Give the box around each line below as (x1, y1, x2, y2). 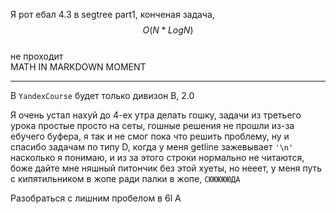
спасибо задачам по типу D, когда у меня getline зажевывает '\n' (10, 141, 294, 153)
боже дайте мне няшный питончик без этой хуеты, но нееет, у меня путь (10, 162, 323, 174)
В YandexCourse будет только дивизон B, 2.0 (10, 90, 195, 101)
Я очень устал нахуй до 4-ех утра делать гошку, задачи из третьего (10, 109, 302, 121)
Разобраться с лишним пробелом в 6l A (10, 192, 182, 204)
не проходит (10, 50, 64, 62)
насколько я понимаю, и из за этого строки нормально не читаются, (10, 152, 305, 163)
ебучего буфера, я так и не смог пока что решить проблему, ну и (10, 130, 290, 142)
